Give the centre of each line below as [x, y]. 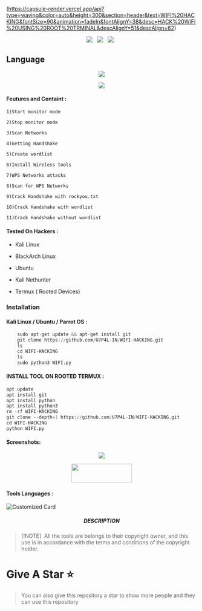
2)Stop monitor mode [32, 123]
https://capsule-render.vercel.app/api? [56, 9]
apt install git [27, 395]
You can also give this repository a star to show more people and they [108, 595]
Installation [23, 307]
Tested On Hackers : [32, 231]
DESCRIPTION [102, 521]
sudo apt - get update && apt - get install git [74, 335]
